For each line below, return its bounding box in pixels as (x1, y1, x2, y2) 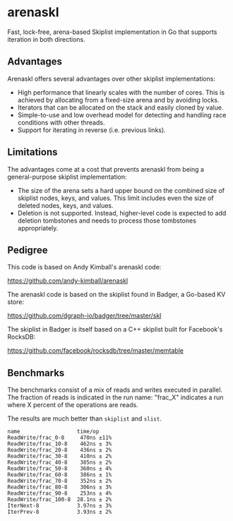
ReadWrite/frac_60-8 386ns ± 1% (7, 472, 112, 479)
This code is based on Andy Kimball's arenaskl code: (7, 263, 162, 271)
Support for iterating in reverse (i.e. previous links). (17, 125, 166, 134)
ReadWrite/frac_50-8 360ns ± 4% (7, 465, 112, 472)
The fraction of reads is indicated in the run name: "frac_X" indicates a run (7, 393, 224, 402)
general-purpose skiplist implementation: (7, 172, 127, 181)
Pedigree (7, 244, 48, 256)
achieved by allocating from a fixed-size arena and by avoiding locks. (17, 95, 220, 104)
